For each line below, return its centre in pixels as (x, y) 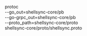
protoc (12, 7)
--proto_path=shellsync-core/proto (41, 22)
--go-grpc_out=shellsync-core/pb (40, 17)
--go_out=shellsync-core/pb (34, 12)
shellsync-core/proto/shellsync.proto (43, 28)
